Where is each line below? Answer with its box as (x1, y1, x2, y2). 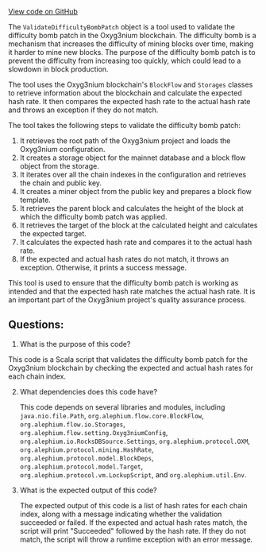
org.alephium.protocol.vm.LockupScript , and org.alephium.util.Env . (19, 469, 247, 480)
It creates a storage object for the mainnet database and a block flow (19, 153, 246, 162)
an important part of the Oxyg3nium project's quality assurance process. (8, 295, 247, 305)
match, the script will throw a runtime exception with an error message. (19, 535, 253, 544)
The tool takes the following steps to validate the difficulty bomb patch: (8, 121, 241, 130)
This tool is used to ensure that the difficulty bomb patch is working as (8, 278, 239, 287)
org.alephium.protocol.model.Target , (19, 461, 144, 471)
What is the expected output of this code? (19, 485, 157, 495)
